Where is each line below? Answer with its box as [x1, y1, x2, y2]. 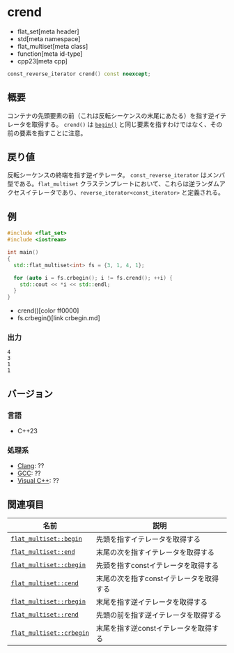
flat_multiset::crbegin [10, 629, 90, 637]
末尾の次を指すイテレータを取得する [96, 548, 214, 557]
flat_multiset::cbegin [10, 561, 86, 569]
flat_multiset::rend [10, 611, 79, 619]
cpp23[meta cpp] [17, 57, 68, 65]
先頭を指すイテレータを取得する [96, 534, 201, 544]
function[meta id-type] [17, 50, 83, 58]
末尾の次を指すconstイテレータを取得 [96, 573, 219, 583]
